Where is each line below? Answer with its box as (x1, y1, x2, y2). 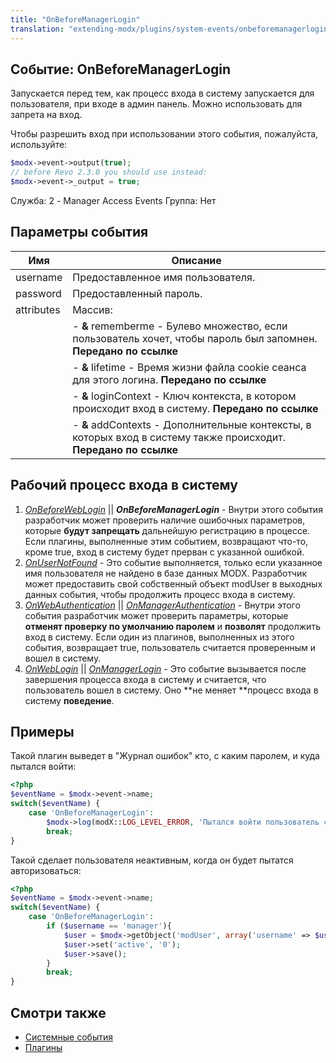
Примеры (10, 723, 75, 740)
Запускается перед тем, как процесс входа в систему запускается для (10, 87, 315, 100)
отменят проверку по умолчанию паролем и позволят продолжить (24, 620, 321, 632)
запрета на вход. (10, 109, 83, 121)
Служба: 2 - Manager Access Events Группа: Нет (10, 194, 217, 206)
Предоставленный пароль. (72, 286, 203, 300)
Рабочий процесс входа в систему (10, 477, 238, 494)
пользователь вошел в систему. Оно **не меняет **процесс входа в (24, 684, 319, 696)
